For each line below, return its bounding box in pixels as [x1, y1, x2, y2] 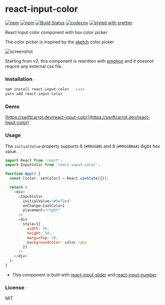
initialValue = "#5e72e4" [23, 198, 71, 203]
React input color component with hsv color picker [5, 29, 108, 35]
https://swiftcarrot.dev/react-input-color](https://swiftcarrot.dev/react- [6, 114, 150, 120]
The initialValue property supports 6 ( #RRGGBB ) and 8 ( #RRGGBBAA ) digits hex [5, 143, 160, 149]
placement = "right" [23, 208, 61, 213]
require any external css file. [5, 63, 63, 69]
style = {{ [23, 222, 41, 227]
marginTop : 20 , [27, 235, 58, 240]
